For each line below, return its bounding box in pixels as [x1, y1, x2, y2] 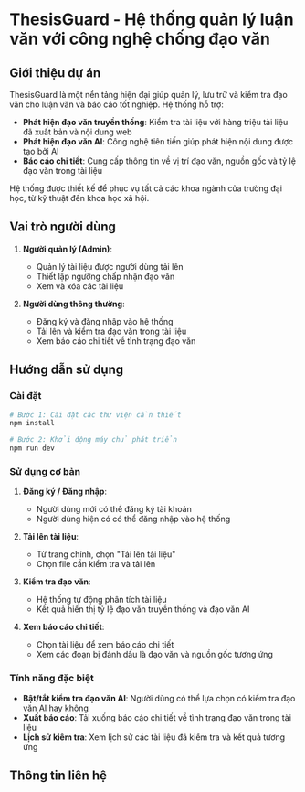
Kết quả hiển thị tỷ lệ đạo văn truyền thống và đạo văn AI [36, 604, 250, 615]
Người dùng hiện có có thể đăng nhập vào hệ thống [36, 513, 231, 525]
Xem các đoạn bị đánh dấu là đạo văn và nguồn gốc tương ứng [36, 649, 274, 660]
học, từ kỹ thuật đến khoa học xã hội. [9, 193, 150, 203]
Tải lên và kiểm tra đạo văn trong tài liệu [36, 326, 187, 337]
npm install [9, 419, 55, 428]
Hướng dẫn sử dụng [9, 362, 124, 378]
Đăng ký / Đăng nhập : [22, 486, 108, 498]
